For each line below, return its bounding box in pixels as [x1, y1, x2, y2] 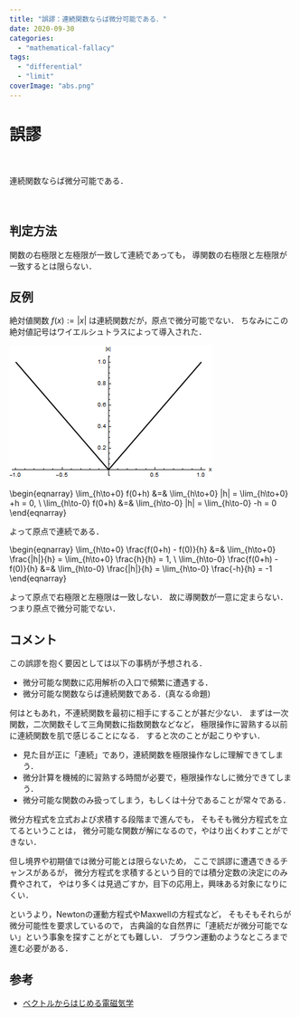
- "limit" [17, 72, 54, 81]
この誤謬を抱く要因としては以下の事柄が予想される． [9, 658, 208, 669]
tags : [9, 52, 30, 62]
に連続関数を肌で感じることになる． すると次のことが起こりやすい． [9, 730, 265, 741]
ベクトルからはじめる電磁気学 [22, 997, 134, 1008]
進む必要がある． [9, 943, 73, 954]
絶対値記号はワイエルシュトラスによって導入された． [9, 327, 207, 337]
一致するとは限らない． [9, 261, 97, 271]
